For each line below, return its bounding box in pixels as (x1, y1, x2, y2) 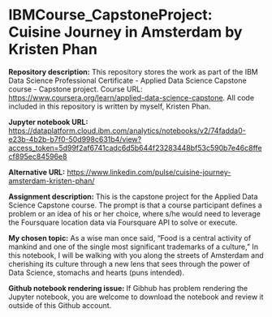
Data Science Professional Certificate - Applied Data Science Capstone (8, 75, 247, 85)
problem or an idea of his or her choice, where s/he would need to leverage (8, 208, 261, 218)
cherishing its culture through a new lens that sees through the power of (8, 259, 250, 268)
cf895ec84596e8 (8, 152, 67, 161)
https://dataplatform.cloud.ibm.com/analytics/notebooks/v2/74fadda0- (8, 126, 246, 135)
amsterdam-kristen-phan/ (8, 176, 95, 186)
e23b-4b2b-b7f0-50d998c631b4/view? (8, 134, 142, 144)
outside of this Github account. (8, 300, 112, 310)
